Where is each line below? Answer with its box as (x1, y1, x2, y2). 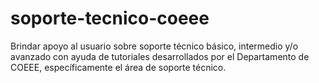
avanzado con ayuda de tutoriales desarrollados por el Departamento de (10, 50, 310, 62)
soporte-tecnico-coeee (10, 7, 210, 30)
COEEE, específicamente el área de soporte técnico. (10, 61, 227, 73)
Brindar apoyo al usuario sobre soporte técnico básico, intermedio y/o (10, 40, 299, 52)
